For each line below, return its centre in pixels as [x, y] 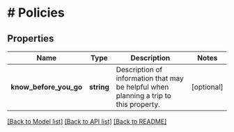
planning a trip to [144, 96]
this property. [138, 104]
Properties [31, 39]
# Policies [36, 13]
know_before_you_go [47, 87]
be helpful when [142, 87]
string [99, 87]
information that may [150, 78]
